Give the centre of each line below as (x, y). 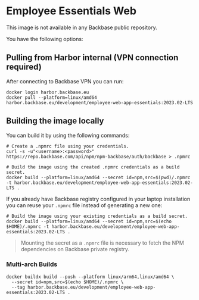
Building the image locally (55, 121)
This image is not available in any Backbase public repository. (82, 27)
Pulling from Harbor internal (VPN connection (92, 58)
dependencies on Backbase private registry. (75, 249)
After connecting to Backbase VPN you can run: (65, 81)
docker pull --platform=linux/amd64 (52, 97)
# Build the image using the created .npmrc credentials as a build (93, 167)
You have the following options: (45, 39)
